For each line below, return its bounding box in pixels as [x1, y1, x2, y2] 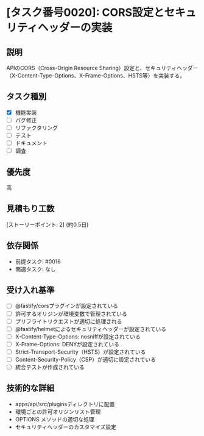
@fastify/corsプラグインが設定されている [15, 302, 119, 310]
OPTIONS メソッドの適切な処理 [15, 415, 94, 423]
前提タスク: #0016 [15, 257, 61, 265]
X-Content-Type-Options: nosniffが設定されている [15, 333, 141, 340]
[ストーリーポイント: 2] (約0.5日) [6, 221, 89, 228]
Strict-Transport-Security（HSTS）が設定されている [15, 348, 146, 356]
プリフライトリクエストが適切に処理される [15, 318, 122, 325]
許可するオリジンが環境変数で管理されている [15, 310, 128, 317]
